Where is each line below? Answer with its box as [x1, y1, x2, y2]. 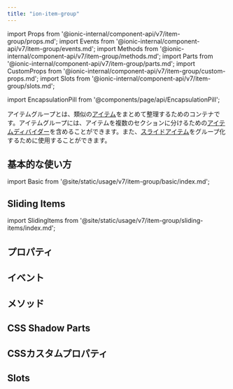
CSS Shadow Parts [7, 322, 91, 334]
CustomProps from [7, 67, 62, 75]
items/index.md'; [7, 224, 56, 232]
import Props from [7, 29, 60, 38]
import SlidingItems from [7, 217, 79, 225]
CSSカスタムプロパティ [7, 348, 108, 360]
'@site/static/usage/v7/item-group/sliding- [80, 217, 204, 225]
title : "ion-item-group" [7, 10, 80, 18]
